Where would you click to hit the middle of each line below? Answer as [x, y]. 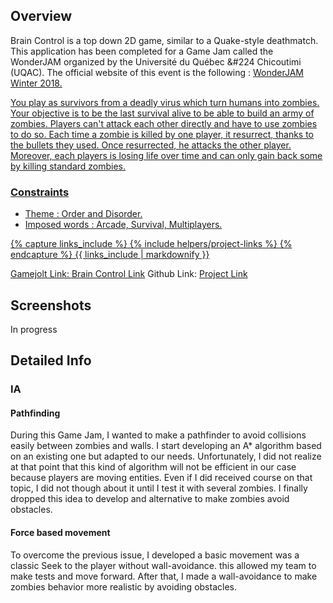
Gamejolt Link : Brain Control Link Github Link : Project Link [129, 274]
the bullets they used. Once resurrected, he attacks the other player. [151, 145]
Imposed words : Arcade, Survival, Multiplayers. [123, 225]
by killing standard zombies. [68, 166]
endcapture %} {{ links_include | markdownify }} [110, 255]
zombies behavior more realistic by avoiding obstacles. [123, 586]
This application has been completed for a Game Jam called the [142, 51]
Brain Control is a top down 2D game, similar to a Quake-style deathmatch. [164, 40]
